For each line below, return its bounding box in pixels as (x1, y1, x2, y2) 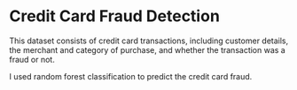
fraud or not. (9, 54, 55, 64)
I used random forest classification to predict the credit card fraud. (9, 71, 253, 81)
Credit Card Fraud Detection (9, 6, 220, 26)
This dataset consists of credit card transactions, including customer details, (9, 35, 289, 46)
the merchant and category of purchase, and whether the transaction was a (9, 44, 285, 55)
